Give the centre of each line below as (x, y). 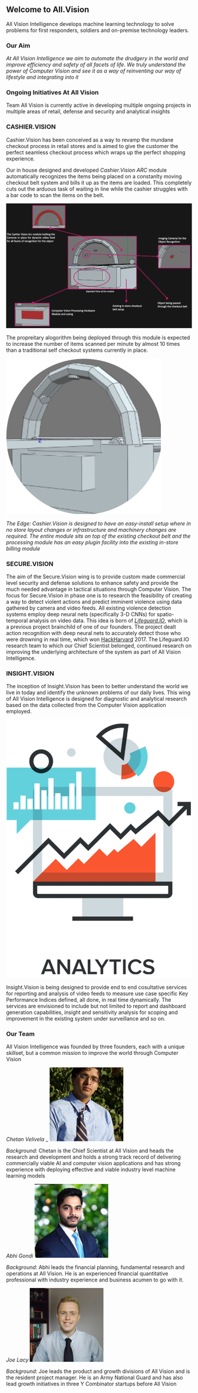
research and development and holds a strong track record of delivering (93, 1157)
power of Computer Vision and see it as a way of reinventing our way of (94, 71)
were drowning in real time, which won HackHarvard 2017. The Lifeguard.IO (98, 639)
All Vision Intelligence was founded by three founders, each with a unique (95, 1047)
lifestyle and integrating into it (42, 77)
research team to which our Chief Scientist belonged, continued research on (99, 646)
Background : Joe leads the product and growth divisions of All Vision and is (98, 1371)
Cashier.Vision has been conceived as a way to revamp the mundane (90, 140)
